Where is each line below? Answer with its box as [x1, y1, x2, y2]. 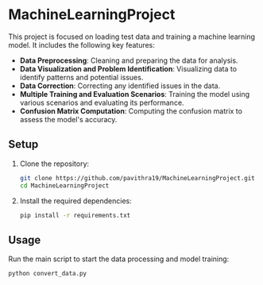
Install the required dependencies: [19, 196, 133, 206]
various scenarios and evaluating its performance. [19, 98, 184, 107]
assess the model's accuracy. [19, 114, 118, 124]
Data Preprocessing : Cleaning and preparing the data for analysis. [19, 56, 238, 65]
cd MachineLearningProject [19, 181, 110, 190]
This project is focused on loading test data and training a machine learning [8, 32, 256, 41]
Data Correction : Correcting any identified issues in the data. [19, 81, 221, 91]
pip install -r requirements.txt [19, 211, 131, 219]
